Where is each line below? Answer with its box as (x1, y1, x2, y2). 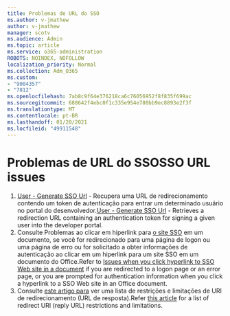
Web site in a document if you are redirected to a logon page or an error (16, 265, 221, 273)
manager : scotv (7, 29, 51, 36)
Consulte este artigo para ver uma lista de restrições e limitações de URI (16, 286, 222, 295)
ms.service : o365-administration (7, 49, 103, 56)
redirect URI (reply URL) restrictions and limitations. (16, 302, 163, 310)
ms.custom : (7, 74, 38, 81)
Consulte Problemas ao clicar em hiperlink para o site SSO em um (16, 228, 204, 237)
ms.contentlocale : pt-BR (7, 112, 78, 119)
